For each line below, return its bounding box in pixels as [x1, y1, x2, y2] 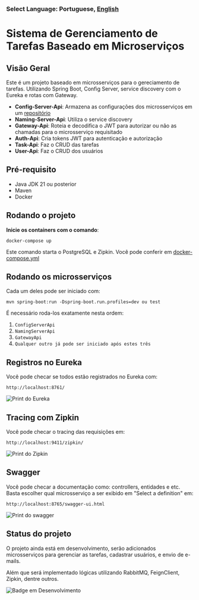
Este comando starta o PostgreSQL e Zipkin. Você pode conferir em [6, 248, 172, 255]
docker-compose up [6, 238, 52, 244]
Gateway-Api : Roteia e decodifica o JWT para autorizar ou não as [14, 122, 177, 129]
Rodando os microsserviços [6, 272, 112, 282]
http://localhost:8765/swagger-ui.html [6, 501, 105, 507]
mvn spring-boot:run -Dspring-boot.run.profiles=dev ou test [6, 299, 161, 305]
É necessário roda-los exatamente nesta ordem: [6, 309, 124, 317]
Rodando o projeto [6, 210, 76, 220]
